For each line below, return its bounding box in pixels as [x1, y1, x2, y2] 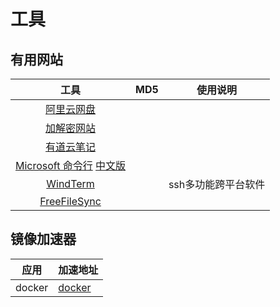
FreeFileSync [39, 195, 102, 208]
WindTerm [46, 177, 95, 190]
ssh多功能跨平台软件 [168, 178, 266, 191]
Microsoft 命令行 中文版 [15, 159, 127, 172]
